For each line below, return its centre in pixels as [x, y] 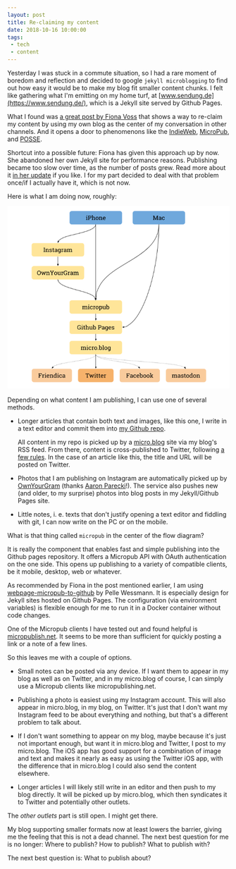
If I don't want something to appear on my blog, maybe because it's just [122, 736]
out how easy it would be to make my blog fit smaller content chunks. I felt [115, 88]
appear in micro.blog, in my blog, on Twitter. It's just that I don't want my [122, 708]
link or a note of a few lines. [48, 644]
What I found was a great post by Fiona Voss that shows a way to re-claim [115, 117]
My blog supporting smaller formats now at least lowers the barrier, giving [114, 830]
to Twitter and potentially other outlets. [74, 802]
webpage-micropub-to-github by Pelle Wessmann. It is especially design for [118, 593]
